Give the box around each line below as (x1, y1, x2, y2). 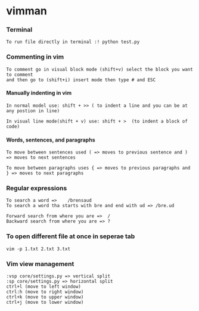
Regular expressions (6, 184, 67, 192)
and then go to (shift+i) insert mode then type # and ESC (6, 76, 156, 83)
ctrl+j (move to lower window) (6, 300, 84, 306)
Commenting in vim (6, 53, 64, 61)
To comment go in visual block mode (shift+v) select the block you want (6, 66, 194, 72)
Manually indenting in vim (6, 90, 72, 97)
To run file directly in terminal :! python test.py (6, 39, 140, 45)
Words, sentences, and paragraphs (6, 136, 95, 143)
